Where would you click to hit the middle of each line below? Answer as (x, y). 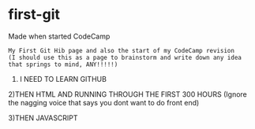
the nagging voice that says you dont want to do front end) (104, 102)
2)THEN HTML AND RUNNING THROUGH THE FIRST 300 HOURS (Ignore (127, 94)
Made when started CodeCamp (59, 36)
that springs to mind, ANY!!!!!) (63, 64)
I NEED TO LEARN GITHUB (63, 79)
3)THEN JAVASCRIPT (43, 118)
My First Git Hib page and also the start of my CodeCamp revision (122, 50)
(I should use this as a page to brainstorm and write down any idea (125, 57)
